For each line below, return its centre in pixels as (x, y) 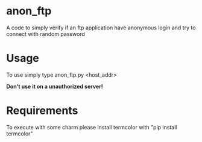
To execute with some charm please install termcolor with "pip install (92, 127)
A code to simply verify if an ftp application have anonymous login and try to (101, 28)
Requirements (42, 111)
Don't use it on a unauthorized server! (55, 86)
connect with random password (46, 34)
